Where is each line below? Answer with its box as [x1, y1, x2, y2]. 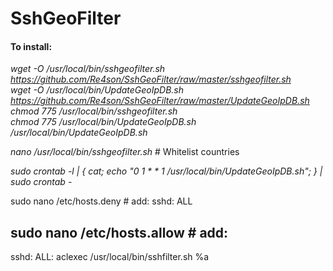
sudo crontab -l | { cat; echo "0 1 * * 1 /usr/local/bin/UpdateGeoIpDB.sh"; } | [10, 165, 323, 177]
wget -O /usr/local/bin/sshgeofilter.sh [10, 63, 166, 75]
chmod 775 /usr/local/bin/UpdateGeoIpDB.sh [10, 116, 197, 128]
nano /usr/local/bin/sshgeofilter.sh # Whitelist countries [10, 146, 240, 158]
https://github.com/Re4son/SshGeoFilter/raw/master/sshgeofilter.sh [10, 73, 292, 86]
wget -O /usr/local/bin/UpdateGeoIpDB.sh [10, 84, 185, 96]
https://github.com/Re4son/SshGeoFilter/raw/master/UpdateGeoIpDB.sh [10, 95, 310, 107]
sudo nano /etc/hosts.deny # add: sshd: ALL [10, 195, 193, 207]
